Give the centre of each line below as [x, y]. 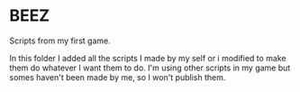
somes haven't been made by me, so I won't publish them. [118, 77]
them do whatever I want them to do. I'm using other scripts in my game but [150, 68]
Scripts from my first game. [60, 41]
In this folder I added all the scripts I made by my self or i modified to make [148, 58]
